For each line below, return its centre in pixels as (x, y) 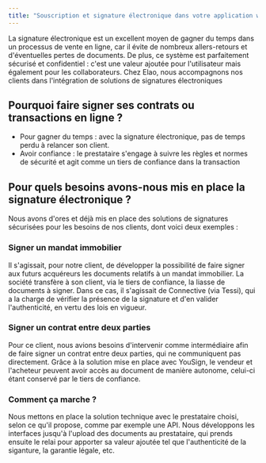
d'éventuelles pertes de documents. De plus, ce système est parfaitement (129, 55)
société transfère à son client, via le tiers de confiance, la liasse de (117, 282)
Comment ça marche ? (53, 399)
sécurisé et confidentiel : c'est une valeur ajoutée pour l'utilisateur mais (125, 64)
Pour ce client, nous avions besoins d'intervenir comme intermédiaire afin (128, 345)
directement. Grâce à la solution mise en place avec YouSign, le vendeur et (131, 361)
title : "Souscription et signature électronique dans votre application (131, 15)
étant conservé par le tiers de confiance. (74, 379)
